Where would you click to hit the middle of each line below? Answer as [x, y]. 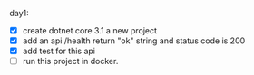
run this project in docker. [70, 61]
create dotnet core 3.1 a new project [89, 30]
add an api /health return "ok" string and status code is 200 [134, 41]
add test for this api [59, 51]
